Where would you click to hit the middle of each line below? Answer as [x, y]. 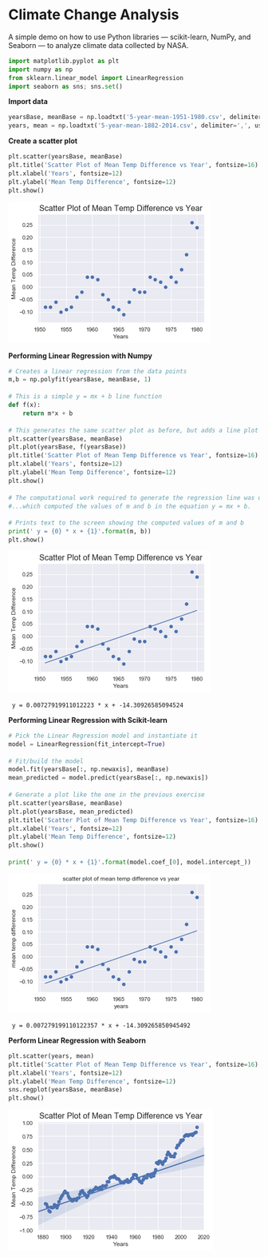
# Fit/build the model [46, 761]
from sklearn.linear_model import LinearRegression [96, 78]
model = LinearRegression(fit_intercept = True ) [87, 744]
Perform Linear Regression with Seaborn [77, 1040]
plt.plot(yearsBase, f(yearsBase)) [67, 447]
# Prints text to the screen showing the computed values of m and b [126, 523]
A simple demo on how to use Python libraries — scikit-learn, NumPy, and [130, 37]
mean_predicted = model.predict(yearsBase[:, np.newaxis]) [108, 778]
